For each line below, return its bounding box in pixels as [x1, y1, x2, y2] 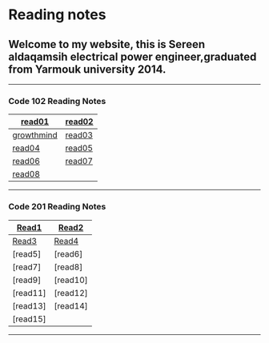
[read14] [54, 300, 88, 311]
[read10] [54, 274, 88, 285]
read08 [12, 169, 40, 180]
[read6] [54, 248, 83, 259]
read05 [65, 142, 94, 154]
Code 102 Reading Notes [8, 95, 106, 106]
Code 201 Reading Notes [8, 201, 106, 213]
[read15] [12, 313, 46, 325]
